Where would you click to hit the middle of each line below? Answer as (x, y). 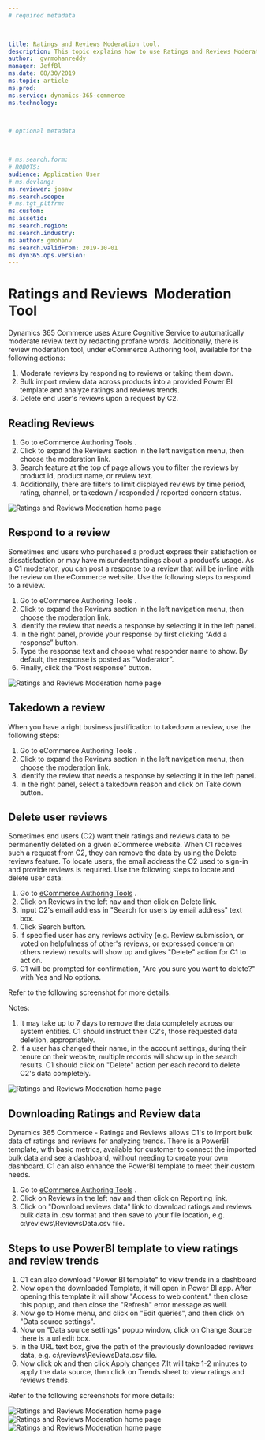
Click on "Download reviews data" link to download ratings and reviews (136, 1207)
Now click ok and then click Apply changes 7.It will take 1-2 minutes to (133, 1363)
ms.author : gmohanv (40, 240)
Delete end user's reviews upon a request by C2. (99, 399)
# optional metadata (42, 131)
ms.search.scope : (37, 197)
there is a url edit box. (55, 1338)
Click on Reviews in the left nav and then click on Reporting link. (123, 1198)
